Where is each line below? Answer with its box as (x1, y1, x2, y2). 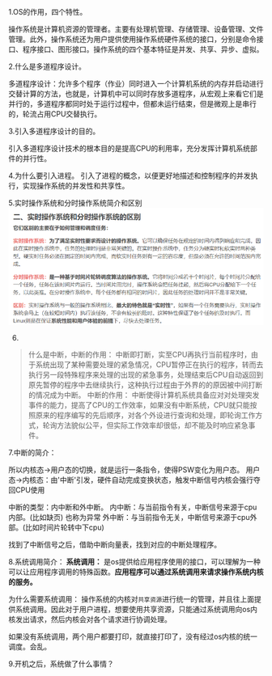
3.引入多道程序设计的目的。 (8, 126, 100, 136)
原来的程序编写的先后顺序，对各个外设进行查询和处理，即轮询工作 (35, 410, 256, 420)
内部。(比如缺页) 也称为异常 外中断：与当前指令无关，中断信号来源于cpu (8, 512, 250, 522)
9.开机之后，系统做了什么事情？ (8, 658, 115, 669)
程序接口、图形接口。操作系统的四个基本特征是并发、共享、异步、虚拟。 (22, 44, 264, 54)
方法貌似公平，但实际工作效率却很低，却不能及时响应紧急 (56, 420, 249, 430)
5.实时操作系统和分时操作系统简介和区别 (8, 198, 142, 208)
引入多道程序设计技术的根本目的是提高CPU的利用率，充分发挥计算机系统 (8, 144, 251, 153)
